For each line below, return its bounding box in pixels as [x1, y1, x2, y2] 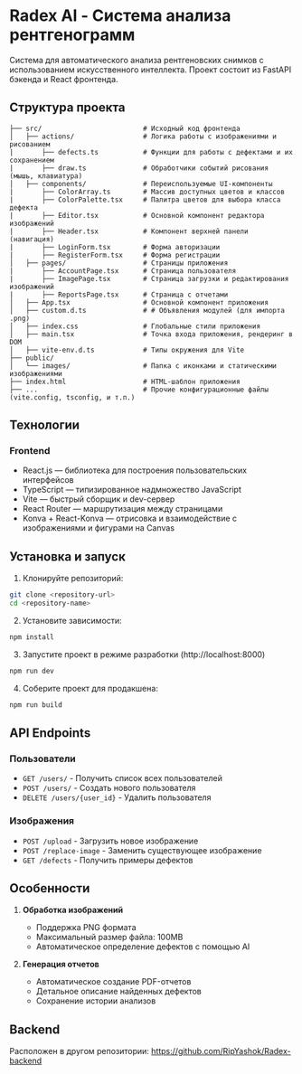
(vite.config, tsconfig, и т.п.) [9, 392, 136, 402]
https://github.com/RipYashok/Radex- [150, 1046, 291, 1057]
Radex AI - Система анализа [9, 5, 231, 26]
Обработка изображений [22, 905, 124, 916]
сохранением [9, 155, 54, 165]
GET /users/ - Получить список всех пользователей [22, 773, 223, 784]
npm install [9, 633, 54, 642]
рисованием [9, 139, 51, 149]
